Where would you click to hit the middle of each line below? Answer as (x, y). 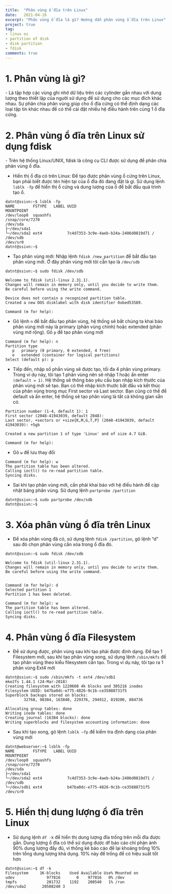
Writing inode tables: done (35, 713)
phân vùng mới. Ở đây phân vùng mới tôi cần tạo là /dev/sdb (76, 262)
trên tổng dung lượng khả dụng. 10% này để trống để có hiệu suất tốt (85, 854)
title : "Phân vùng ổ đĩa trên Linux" (47, 10)
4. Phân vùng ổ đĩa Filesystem (70, 637)
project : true (20, 24)
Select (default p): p (29, 360)
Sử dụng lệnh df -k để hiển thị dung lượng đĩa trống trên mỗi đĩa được (87, 837)
